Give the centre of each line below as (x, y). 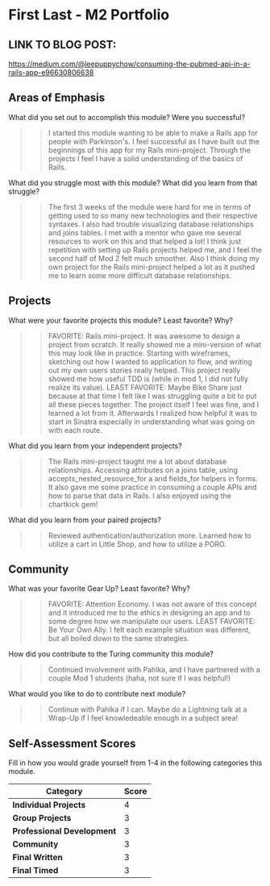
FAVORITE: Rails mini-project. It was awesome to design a (144, 335)
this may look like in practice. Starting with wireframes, (139, 353)
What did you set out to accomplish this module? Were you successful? (127, 117)
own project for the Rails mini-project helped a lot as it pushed (152, 267)
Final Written (37, 858)
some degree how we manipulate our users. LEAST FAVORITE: (152, 622)
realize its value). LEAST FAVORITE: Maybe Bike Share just (145, 387)
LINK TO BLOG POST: (62, 45)
